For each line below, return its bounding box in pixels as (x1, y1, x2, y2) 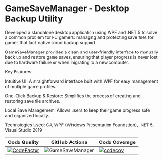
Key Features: (5, 69, 33, 74)
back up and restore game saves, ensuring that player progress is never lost (5, 54, 158, 60)
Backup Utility (5, 13, 63, 24)
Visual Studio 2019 (5, 127, 42, 133)
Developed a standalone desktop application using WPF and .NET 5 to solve (5, 29, 158, 35)
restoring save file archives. (5, 98, 61, 104)
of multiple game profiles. (5, 83, 57, 89)
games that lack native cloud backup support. (5, 39, 97, 45)
